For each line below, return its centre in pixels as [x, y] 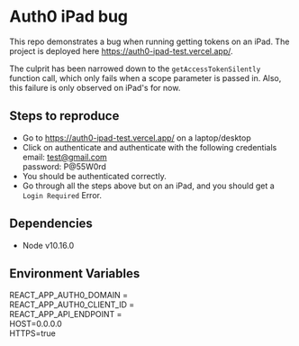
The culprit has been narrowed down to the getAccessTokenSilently [135, 68]
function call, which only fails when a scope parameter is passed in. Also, [145, 77]
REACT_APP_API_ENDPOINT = [66, 314]
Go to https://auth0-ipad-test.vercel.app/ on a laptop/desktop [137, 138]
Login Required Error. [62, 195]
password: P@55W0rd [64, 166]
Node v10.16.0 [48, 245]
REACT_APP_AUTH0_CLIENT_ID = [72, 305]
